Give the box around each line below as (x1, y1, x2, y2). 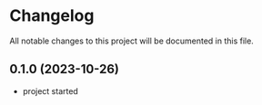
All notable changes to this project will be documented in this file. (9, 35, 255, 46)
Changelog (9, 5, 95, 26)
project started (22, 85, 79, 96)
